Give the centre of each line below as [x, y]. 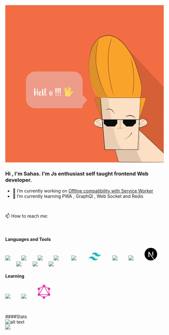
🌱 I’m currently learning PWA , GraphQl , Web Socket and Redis [78, 196]
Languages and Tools [28, 239]
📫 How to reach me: [27, 216]
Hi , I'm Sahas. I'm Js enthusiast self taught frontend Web [77, 174]
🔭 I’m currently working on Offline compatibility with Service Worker [83, 191]
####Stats [16, 316]
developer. [19, 180]
